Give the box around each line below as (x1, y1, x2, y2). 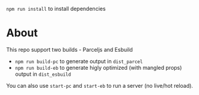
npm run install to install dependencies (6, 5, 106, 12)
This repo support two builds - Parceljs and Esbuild (6, 46, 133, 53)
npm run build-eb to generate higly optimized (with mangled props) (14, 64, 182, 71)
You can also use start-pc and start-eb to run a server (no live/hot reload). (6, 82, 194, 89)
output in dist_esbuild (14, 70, 71, 78)
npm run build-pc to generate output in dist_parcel (14, 57, 143, 65)
